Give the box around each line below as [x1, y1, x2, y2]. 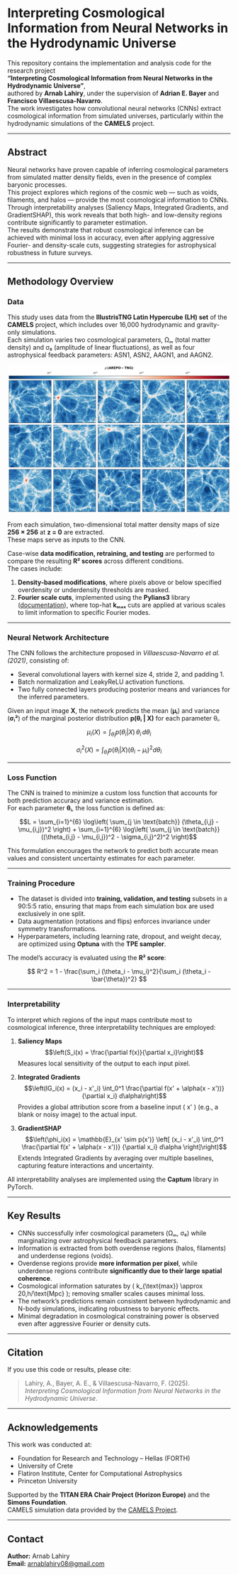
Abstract [7, 146, 47, 158]
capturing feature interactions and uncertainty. [17, 1161, 154, 1170]
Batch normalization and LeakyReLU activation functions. [17, 677, 186, 686]
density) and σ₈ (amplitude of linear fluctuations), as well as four [7, 343, 195, 352]
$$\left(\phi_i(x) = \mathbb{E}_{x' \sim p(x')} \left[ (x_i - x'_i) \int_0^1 [25, 1135, 224, 1144]
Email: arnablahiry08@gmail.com [7, 1559, 105, 1568]
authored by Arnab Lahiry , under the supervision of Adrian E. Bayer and [7, 89, 220, 97]
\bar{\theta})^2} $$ [91, 975, 147, 984]
